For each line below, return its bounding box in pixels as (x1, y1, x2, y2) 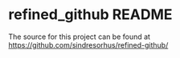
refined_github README (8, 6, 173, 24)
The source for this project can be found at (8, 32, 151, 41)
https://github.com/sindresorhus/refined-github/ (8, 40, 169, 49)
